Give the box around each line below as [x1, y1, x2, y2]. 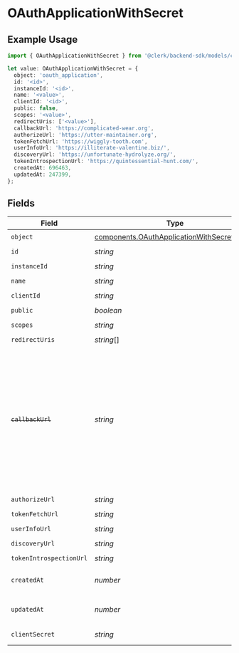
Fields [7, 197, 36, 209]
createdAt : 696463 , [14, 164, 72, 172]
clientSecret [11, 630, 55, 639]
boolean [94, 305, 122, 315]
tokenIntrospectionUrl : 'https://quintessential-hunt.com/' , [14, 158, 199, 165]
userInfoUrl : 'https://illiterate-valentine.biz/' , [14, 145, 171, 152]
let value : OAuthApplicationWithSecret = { [7, 65, 139, 72]
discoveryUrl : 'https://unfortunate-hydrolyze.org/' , [14, 151, 176, 158]
